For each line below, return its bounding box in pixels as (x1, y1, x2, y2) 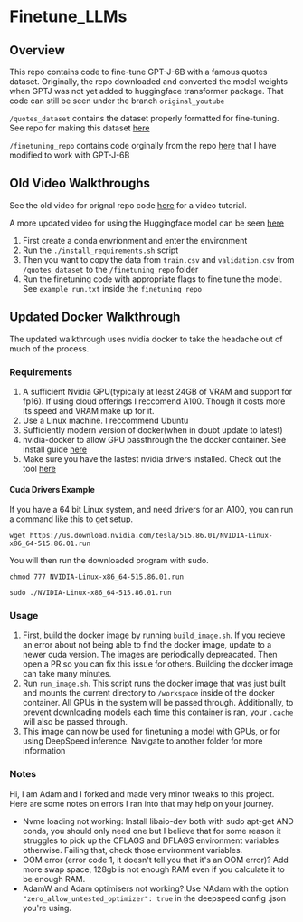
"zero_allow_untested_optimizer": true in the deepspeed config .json (22, 892, 287, 903)
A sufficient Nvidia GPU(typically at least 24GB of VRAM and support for (22, 386, 292, 397)
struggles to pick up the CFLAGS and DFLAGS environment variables (22, 835, 279, 846)
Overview (9, 43, 66, 58)
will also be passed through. (22, 716, 128, 727)
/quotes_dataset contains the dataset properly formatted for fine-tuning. (9, 113, 279, 123)
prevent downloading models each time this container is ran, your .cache (22, 706, 294, 717)
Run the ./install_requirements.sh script (22, 245, 179, 255)
